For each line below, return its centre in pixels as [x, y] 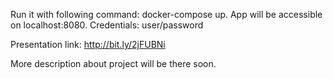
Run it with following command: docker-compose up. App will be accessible [166, 14]
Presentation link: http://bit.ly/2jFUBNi [88, 44]
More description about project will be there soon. [113, 63]
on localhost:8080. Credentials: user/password [107, 25]
